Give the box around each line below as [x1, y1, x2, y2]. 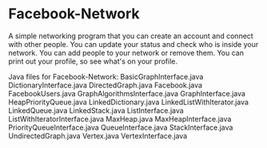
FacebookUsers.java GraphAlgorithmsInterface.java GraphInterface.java [8, 88, 246, 98]
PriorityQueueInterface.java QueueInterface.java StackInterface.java [8, 123, 233, 132]
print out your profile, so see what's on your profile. [8, 56, 178, 66]
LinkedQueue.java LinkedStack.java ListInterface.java [8, 105, 184, 115]
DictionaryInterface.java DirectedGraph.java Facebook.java [8, 80, 202, 90]
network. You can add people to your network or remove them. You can [8, 48, 244, 57]
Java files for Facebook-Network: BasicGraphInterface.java [8, 72, 204, 81]
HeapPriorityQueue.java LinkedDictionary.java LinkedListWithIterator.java [8, 97, 249, 107]
